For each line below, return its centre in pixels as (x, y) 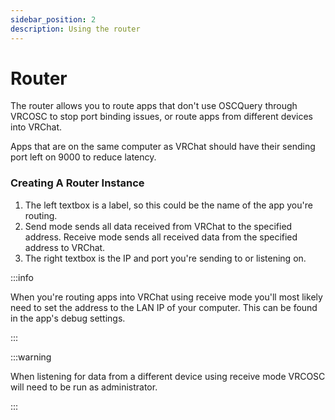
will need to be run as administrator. (84, 387)
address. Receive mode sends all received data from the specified (161, 237)
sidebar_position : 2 (53, 19)
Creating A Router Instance (77, 183)
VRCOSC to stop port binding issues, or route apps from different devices (161, 117)
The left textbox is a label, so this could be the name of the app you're (168, 205)
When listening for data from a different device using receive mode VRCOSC (168, 376)
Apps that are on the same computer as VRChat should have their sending (163, 147)
